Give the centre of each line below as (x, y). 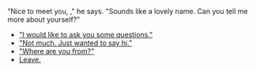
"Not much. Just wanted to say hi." (75, 43)
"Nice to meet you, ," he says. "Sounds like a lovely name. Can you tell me (128, 11)
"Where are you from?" (56, 51)
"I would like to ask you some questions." (86, 35)
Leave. (30, 59)
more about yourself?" (44, 20)
